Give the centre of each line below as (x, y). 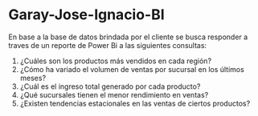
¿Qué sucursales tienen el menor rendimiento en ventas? (114, 94)
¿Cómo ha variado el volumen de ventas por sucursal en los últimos (132, 69)
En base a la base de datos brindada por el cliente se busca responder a (128, 37)
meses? (33, 78)
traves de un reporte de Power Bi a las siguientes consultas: (108, 45)
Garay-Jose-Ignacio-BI (86, 15)
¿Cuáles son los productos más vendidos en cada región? (115, 61)
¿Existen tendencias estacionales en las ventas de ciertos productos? (135, 103)
